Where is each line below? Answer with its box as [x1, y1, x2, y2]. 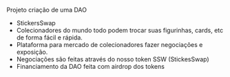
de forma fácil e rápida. [16, 33, 83, 42]
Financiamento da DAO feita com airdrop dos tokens [16, 63, 165, 70]
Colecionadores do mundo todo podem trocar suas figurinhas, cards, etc [16, 27, 224, 34]
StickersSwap [16, 19, 56, 27]
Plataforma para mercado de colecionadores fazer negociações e [16, 41, 203, 48]
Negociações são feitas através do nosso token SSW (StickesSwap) [16, 55, 209, 63]
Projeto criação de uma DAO [6, 6, 87, 14]
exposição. [16, 48, 48, 56]
